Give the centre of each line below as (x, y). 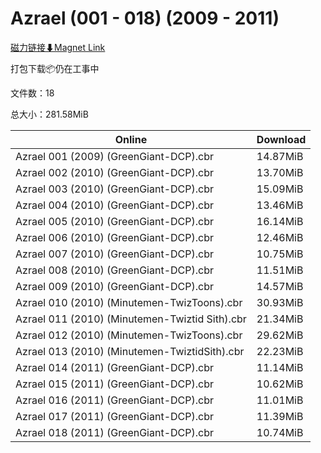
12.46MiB (280, 237)
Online (131, 139)
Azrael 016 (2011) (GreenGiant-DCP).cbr (114, 400)
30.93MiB (280, 302)
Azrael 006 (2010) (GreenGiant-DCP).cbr (114, 237)
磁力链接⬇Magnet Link (58, 47)
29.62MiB (280, 335)
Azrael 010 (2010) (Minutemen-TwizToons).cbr (129, 302)
